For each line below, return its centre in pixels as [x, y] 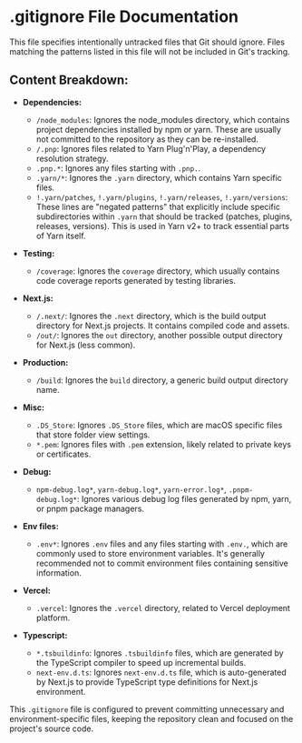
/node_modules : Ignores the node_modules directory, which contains [163, 119]
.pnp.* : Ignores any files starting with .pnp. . [118, 168]
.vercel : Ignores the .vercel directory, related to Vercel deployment [163, 607]
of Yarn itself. [61, 236]
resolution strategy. [72, 158]
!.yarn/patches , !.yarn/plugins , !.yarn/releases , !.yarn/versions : [162, 196]
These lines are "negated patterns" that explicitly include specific [158, 206]
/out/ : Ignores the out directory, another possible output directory [159, 335]
